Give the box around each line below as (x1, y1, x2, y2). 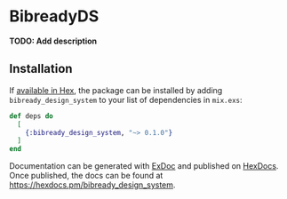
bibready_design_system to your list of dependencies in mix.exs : (9, 94, 243, 105)
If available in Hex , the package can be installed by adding (9, 84, 223, 95)
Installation (9, 61, 73, 76)
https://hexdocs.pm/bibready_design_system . (9, 179, 176, 190)
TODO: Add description (9, 36, 98, 46)
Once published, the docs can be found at (9, 171, 163, 181)
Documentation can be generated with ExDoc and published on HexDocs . (9, 161, 279, 171)
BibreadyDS (9, 6, 100, 27)
